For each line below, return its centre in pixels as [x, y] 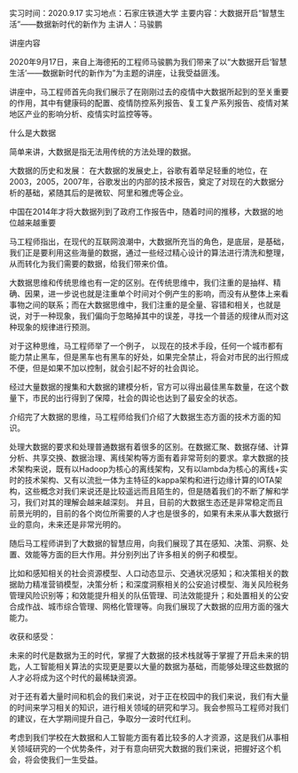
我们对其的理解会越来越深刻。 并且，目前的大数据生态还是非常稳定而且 [154, 502]
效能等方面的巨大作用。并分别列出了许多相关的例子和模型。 [133, 554]
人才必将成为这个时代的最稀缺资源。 [75, 678]
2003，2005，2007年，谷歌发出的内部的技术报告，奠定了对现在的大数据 [143, 181]
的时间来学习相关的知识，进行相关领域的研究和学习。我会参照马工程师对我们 [149, 707]
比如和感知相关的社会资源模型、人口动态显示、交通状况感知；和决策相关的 [145, 573]
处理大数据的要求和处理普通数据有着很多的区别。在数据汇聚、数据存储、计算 [149, 447]
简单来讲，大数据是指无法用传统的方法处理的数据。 [102, 152]
